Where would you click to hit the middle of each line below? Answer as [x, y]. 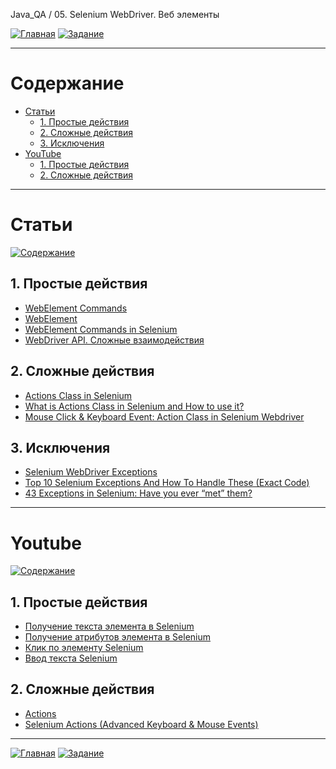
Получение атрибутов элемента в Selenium [118, 637]
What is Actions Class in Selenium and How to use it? [134, 406]
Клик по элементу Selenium [84, 648]
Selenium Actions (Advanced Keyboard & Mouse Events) [141, 724]
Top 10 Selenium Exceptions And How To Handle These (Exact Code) [167, 483]
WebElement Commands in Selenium [101, 329]
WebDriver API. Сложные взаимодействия [114, 340]
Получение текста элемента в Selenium [109, 626]
